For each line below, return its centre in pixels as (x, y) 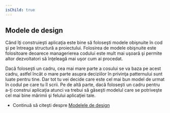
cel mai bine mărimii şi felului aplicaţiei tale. (50, 96)
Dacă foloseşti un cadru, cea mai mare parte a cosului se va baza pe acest (83, 68)
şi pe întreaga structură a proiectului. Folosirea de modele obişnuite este (81, 48)
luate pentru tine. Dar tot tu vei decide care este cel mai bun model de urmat (85, 80)
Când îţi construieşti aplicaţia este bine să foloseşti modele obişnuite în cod (84, 43)
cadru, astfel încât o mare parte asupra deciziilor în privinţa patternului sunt (84, 74)
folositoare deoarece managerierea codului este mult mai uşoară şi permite (84, 53)
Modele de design (34, 31)
